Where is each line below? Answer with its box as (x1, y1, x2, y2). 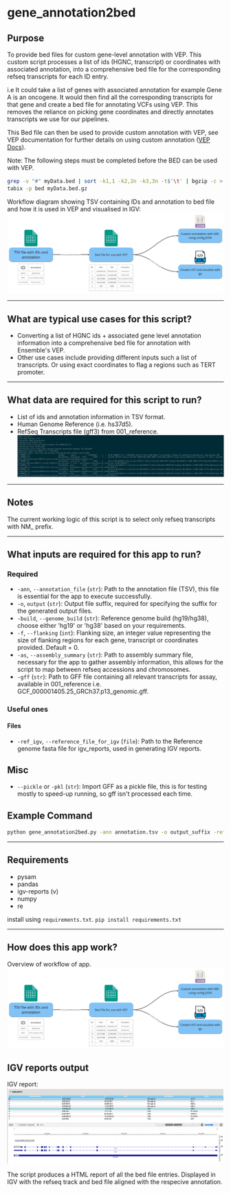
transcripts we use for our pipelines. (7, 115, 110, 123)
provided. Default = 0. (16, 644, 80, 652)
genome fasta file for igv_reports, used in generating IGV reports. (16, 744, 201, 752)
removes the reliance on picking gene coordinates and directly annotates (7, 108, 214, 116)
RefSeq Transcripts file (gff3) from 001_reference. (16, 427, 159, 435)
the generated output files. (16, 607, 93, 615)
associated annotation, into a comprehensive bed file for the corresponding (7, 65, 221, 73)
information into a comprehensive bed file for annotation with (16, 339, 190, 347)
